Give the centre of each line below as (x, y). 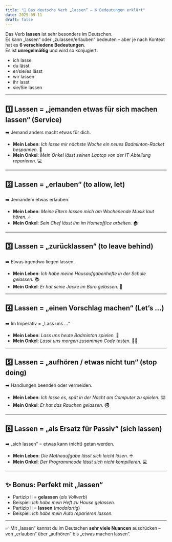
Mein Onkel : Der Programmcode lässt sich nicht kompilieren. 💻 (80, 462)
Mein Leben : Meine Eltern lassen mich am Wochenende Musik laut (83, 211)
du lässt (21, 66)
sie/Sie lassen (27, 88)
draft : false (19, 19)
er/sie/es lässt (27, 71)
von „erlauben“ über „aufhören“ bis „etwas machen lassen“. (68, 534)
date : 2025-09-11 (24, 15)
